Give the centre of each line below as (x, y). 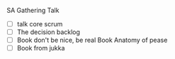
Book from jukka (41, 48)
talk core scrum (40, 24)
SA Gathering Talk (33, 10)
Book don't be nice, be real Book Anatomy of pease (92, 40)
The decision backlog (49, 32)
